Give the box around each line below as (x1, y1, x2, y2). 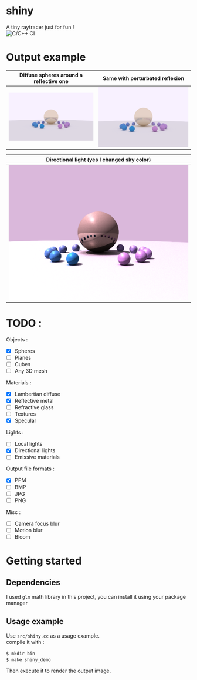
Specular (14, 417, 37, 424)
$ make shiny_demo (6, 656, 51, 663)
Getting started (6, 555, 82, 568)
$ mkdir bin (6, 651, 35, 656)
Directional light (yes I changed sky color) (46, 156, 151, 163)
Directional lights (14, 447, 56, 454)
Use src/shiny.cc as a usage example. (6, 632, 100, 639)
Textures (14, 410, 36, 417)
